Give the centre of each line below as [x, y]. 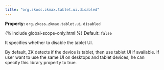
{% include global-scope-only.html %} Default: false [59, 33]
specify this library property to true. [41, 62]
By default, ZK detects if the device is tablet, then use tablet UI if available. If [82, 52]
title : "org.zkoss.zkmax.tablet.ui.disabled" [52, 10]
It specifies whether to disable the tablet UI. [49, 43]
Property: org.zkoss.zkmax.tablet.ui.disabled [53, 23]
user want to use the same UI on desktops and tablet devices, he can [75, 57]
